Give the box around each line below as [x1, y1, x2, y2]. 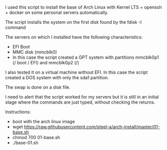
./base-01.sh [12, 140, 38, 146]
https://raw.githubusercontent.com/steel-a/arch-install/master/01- [24, 124, 160, 130]
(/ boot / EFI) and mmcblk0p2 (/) [12, 60, 79, 65]
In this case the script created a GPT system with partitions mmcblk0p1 [12, 54, 159, 60]
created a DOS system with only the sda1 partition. [5, 75, 109, 80]
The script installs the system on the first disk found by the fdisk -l [5, 19, 141, 25]
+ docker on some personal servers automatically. [5, 9, 108, 15]
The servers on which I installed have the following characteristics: [5, 34, 143, 40]
